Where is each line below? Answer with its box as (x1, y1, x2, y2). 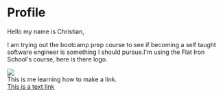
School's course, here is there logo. (7, 55, 108, 63)
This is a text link (7, 82, 55, 90)
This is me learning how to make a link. (7, 75, 117, 83)
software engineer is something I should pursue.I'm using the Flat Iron (7, 48, 205, 56)
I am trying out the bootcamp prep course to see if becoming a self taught (7, 40, 216, 48)
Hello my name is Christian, (7, 27, 84, 36)
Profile (7, 5, 46, 20)
